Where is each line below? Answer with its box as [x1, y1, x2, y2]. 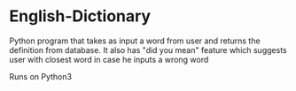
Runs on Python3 [9, 71, 73, 81]
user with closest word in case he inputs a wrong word [9, 54, 209, 64]
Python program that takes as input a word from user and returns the [9, 35, 261, 46]
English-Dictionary [9, 6, 152, 27]
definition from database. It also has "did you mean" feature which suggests [9, 44, 287, 55]
